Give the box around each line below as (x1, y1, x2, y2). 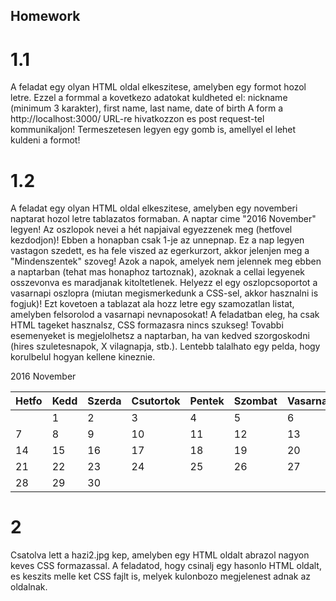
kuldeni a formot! (10, 134, 81, 146)
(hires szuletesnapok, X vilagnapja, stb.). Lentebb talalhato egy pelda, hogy (10, 340, 321, 353)
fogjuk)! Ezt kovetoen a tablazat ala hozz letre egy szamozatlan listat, (10, 298, 295, 310)
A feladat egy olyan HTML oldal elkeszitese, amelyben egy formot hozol (10, 81, 307, 93)
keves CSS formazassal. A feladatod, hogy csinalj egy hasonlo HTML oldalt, (10, 560, 322, 572)
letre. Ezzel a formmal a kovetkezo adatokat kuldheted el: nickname (10, 92, 288, 104)
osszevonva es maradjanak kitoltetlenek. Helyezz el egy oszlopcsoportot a (10, 277, 318, 289)
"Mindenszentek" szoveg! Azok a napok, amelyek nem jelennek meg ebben (10, 255, 322, 268)
